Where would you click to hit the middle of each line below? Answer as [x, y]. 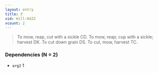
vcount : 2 [15, 23]
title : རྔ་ [14, 14]
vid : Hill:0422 [20, 18]
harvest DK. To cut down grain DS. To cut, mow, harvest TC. [77, 42]
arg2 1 [18, 65]
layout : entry [20, 9]
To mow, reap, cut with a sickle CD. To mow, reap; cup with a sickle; [85, 37]
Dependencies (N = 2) [31, 55]
